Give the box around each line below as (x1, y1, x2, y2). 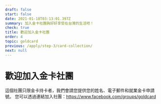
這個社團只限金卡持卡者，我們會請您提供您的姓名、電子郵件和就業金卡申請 (5, 87, 155, 93)
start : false (5, 12, 32, 17)
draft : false (5, 7, 32, 12)
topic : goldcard (5, 39, 38, 44)
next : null (5, 48, 27, 53)
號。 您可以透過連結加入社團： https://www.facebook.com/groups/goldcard (5, 94, 156, 100)
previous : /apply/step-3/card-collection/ (5, 43, 93, 48)
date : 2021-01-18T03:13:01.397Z (5, 16, 71, 21)
